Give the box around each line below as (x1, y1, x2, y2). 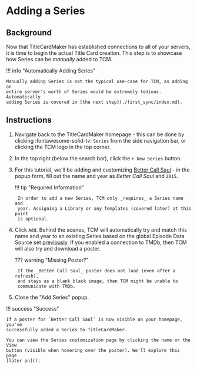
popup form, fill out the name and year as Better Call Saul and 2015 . (14, 172, 178, 179)
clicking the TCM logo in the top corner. (14, 143, 111, 150)
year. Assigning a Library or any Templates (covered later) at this (17, 205, 192, 212)
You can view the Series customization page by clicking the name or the (6, 337, 191, 343)
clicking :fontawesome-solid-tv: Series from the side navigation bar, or (14, 137, 186, 144)
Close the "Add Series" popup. (14, 294, 89, 301)
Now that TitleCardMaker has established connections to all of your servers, (6, 43, 191, 50)
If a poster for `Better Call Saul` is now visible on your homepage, (6, 317, 183, 322)
